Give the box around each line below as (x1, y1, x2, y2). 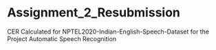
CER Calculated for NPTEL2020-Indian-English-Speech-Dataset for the (7, 27, 210, 36)
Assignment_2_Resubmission (7, 5, 181, 21)
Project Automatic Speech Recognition (7, 34, 117, 42)
